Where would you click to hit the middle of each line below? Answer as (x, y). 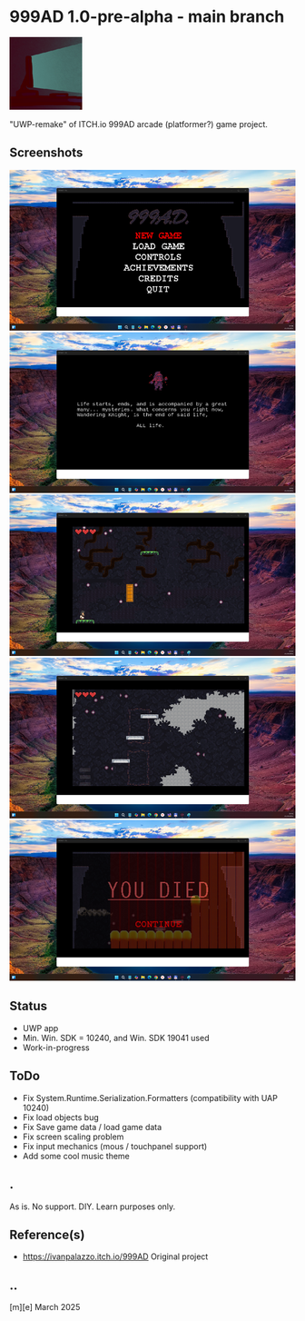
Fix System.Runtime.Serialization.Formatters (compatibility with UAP (150, 1098)
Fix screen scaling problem (73, 1137)
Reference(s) (47, 1234)
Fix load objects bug (61, 1117)
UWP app (40, 1028)
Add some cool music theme (76, 1156)
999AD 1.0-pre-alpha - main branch (147, 17)
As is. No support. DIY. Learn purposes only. (93, 1207)
